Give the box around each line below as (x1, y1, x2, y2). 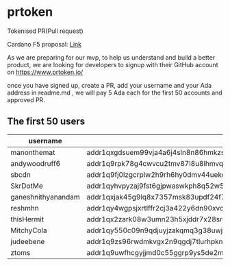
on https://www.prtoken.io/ (7, 68, 84, 76)
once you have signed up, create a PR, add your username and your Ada (7, 81, 212, 89)
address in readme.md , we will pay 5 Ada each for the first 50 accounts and (7, 88, 222, 97)
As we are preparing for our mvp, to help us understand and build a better (7, 53, 216, 62)
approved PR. (7, 95, 46, 104)
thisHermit (10, 214, 44, 223)
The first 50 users (7, 116, 86, 128)
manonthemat (10, 147, 55, 157)
